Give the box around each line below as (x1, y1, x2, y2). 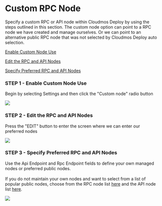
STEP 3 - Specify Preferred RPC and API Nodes (5, 149, 118, 156)
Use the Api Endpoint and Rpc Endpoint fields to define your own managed (5, 160, 154, 166)
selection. (5, 39, 25, 45)
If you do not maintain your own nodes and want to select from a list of (5, 175, 146, 182)
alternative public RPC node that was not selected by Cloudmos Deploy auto (5, 34, 157, 40)
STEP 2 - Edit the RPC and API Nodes (5, 112, 93, 119)
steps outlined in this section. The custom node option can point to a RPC (5, 24, 151, 30)
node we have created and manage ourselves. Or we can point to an (5, 29, 141, 35)
